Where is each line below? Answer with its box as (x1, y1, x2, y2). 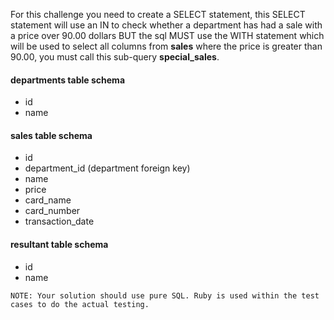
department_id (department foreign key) (24, 162, 191, 174)
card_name (24, 194, 72, 206)
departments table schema (10, 74, 126, 86)
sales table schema (10, 129, 93, 141)
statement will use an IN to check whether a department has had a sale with (10, 19, 323, 31)
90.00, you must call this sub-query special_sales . (10, 51, 220, 63)
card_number (24, 205, 81, 217)
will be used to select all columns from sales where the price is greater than (10, 40, 323, 52)
